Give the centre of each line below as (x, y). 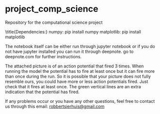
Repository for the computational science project (54, 22)
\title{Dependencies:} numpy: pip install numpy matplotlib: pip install (73, 32)
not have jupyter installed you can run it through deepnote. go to (69, 51)
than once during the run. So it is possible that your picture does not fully (78, 76)
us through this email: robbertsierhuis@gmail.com (55, 106)
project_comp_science (52, 9)
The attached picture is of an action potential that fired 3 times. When (74, 66)
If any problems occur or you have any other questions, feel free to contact (80, 101)
